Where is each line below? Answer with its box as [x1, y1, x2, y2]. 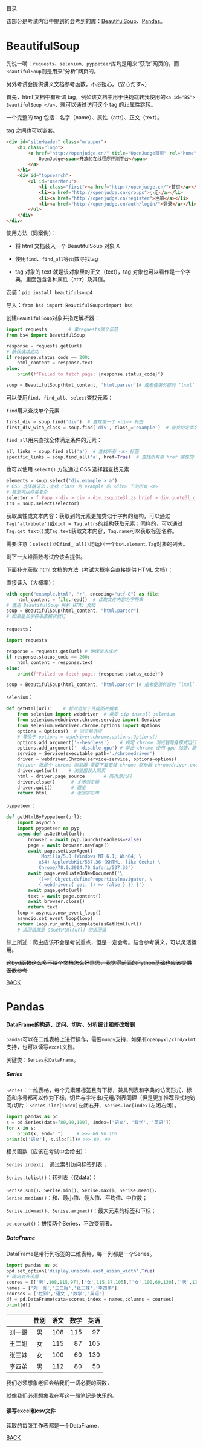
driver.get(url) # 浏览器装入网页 [17, 767, 106, 774]
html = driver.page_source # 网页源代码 [17, 773, 132, 779]
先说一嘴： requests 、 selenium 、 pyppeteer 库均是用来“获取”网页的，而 [6, 59, 179, 67]
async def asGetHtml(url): [17, 831, 85, 837]
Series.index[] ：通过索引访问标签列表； [6, 1161, 108, 1168]
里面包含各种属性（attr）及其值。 [25, 276, 109, 283]
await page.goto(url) [28, 887, 83, 893]
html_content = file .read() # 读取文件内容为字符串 [17, 596, 144, 603]
